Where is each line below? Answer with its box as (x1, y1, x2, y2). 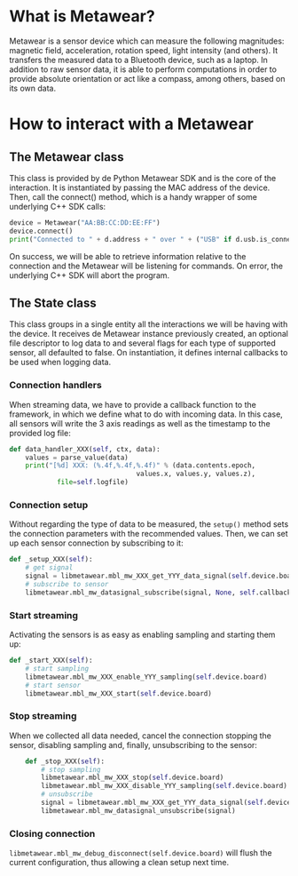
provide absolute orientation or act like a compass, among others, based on (9, 73, 286, 84)
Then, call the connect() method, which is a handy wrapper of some (9, 191, 257, 202)
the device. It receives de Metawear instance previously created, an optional (9, 329, 288, 339)
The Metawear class (9, 149, 124, 164)
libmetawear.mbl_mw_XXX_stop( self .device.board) (41, 773, 224, 783)
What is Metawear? (9, 6, 155, 27)
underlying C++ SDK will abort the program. (9, 269, 170, 281)
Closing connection (9, 827, 96, 840)
